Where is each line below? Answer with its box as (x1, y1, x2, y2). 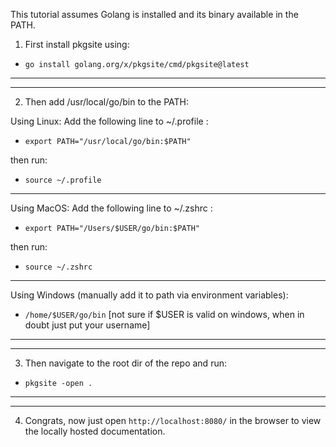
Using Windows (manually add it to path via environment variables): (10, 289, 289, 301)
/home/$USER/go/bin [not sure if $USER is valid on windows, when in (24, 309, 305, 320)
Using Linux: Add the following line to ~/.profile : (10, 115, 209, 127)
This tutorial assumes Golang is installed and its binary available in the (10, 9, 299, 20)
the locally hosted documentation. (24, 425, 166, 437)
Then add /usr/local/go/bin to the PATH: (24, 96, 189, 108)
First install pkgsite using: (24, 39, 130, 50)
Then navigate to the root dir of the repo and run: (24, 357, 227, 369)
